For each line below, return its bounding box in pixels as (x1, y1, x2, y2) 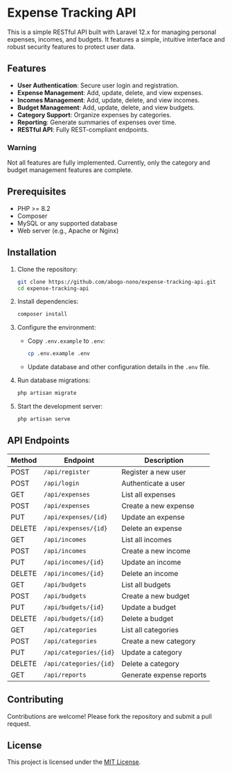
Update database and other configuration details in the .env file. (27, 363, 211, 371)
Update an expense (121, 512, 185, 522)
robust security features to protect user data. (7, 42, 136, 51)
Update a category (121, 647, 182, 657)
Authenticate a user (121, 478, 186, 488)
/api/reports (44, 671, 87, 679)
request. (7, 720, 31, 728)
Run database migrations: (17, 376, 91, 384)
